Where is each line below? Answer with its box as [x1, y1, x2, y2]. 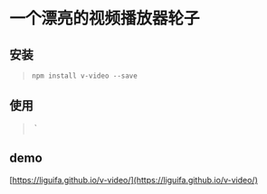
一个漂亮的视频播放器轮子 [9, 8, 201, 29]
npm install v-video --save [31, 71, 138, 80]
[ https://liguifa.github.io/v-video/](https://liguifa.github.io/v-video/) [9, 174, 258, 185]
